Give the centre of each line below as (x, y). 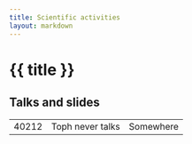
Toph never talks (86, 126)
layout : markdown (41, 26)
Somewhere (154, 126)
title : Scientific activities (65, 17)
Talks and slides (54, 103)
